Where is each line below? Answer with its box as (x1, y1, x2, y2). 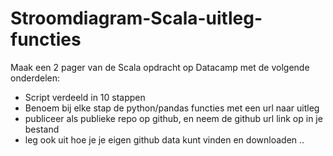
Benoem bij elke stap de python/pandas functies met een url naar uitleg (24, 102, 320, 114)
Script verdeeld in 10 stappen (24, 91, 146, 103)
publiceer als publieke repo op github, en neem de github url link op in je (24, 112, 323, 124)
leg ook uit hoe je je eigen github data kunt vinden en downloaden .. (24, 133, 305, 146)
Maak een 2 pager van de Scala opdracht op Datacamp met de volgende (10, 61, 310, 73)
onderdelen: (10, 72, 61, 84)
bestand (24, 123, 60, 135)
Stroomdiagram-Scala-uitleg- (10, 7, 263, 30)
